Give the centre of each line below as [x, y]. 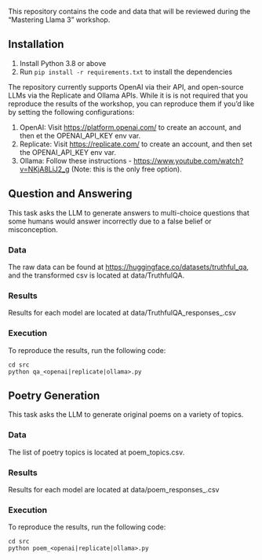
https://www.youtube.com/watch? [188, 160]
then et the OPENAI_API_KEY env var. [80, 135]
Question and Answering [70, 194]
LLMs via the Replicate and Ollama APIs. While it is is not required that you [128, 95]
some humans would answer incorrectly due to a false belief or [110, 221]
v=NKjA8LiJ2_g [44, 169]
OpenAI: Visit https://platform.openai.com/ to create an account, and [130, 127]
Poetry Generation [54, 395]
